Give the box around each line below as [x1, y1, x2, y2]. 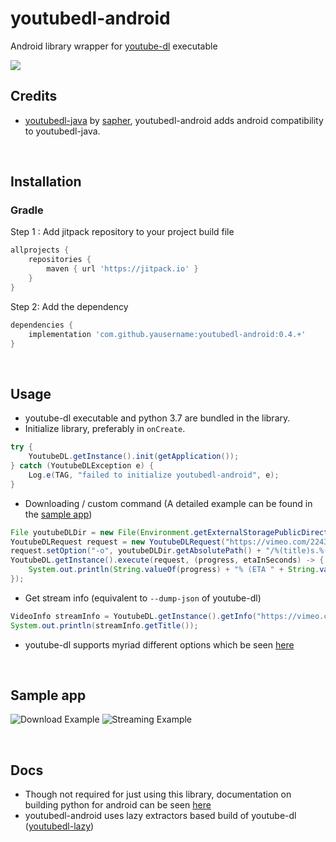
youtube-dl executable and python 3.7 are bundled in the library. [24, 412, 291, 424]
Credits [10, 88, 58, 105]
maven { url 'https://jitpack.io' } [46, 264, 199, 274]
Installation [10, 173, 82, 191]
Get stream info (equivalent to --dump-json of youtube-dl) [24, 592, 262, 604]
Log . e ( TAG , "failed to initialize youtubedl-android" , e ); [28, 470, 280, 480]
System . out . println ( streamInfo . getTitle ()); [10, 620, 199, 631]
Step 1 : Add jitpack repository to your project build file [10, 226, 235, 238]
